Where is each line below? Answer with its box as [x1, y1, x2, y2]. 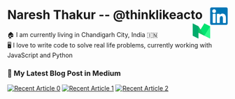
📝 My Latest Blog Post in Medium [7, 68, 121, 78]
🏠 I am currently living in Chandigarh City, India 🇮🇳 [7, 30, 159, 38]
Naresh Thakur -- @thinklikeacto [7, 7, 203, 23]
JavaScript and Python [7, 51, 73, 59]
